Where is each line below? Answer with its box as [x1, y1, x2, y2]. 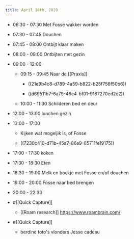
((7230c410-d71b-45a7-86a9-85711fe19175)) [20, 140, 115, 146]
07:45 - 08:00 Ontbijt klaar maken [12, 41, 84, 47]
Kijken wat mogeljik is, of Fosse [20, 130, 87, 136]
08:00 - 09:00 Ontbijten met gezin [12, 51, 85, 57]
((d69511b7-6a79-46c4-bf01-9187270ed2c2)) [28, 90, 125, 97]
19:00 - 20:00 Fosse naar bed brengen [12, 179, 94, 185]
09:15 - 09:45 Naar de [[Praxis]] [20, 71, 88, 77]
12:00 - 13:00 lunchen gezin [12, 110, 71, 116]
